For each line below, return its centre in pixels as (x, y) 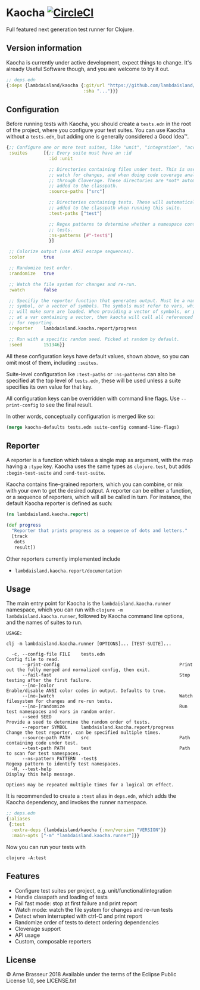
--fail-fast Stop (106, 675)
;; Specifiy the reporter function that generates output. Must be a (97, 301)
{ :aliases (18, 819)
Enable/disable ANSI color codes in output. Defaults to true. (86, 691)
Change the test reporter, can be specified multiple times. (84, 733)
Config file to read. (33, 660)
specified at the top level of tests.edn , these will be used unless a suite (94, 380)
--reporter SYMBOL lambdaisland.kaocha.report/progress (98, 728)
